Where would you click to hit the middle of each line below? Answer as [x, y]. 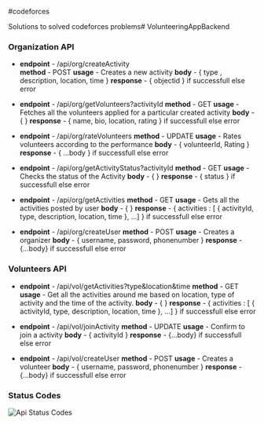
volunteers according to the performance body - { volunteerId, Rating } [134, 145]
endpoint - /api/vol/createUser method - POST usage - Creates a [126, 358]
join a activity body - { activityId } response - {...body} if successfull [130, 335]
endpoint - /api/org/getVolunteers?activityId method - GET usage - [129, 104]
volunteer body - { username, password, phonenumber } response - [130, 366]
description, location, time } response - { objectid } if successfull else [132, 81]
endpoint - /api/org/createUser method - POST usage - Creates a [127, 232]
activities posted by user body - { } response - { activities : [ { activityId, [136, 208]
